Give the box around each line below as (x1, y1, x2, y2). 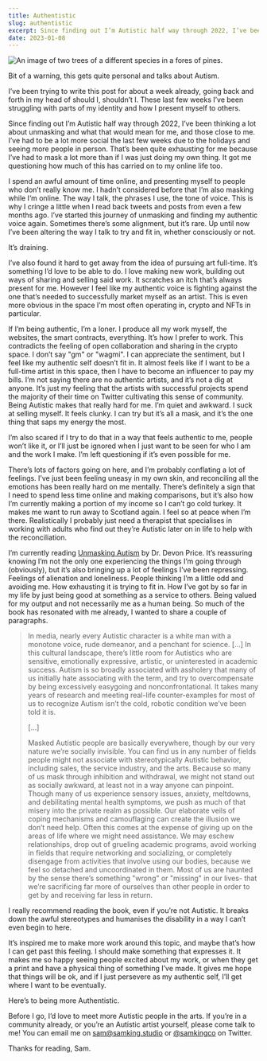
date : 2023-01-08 (8, 33, 66, 42)
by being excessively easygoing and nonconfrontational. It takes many (27, 682, 259, 692)
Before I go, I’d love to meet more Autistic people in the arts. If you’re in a (8, 1012, 247, 1021)
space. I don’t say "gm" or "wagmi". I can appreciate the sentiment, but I (8, 349, 245, 359)
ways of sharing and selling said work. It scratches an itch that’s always (8, 275, 242, 285)
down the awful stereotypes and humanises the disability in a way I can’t (8, 915, 246, 924)
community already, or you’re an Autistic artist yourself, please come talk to (8, 1020, 256, 1029)
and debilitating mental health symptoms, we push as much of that (27, 798, 246, 807)
